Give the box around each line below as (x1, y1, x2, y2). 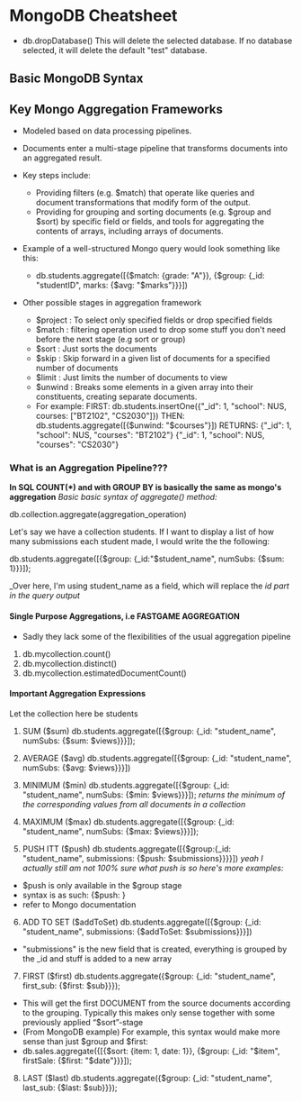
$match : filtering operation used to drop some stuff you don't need (35, 324, 286, 335)
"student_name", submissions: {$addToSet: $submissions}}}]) (22, 925, 253, 937)
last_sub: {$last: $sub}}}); (22, 1082, 119, 1093)
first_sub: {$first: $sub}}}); (22, 979, 121, 991)
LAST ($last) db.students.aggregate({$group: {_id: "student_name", (22, 1072, 272, 1083)
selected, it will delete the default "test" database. (22, 44, 208, 55)
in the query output (9, 590, 81, 601)
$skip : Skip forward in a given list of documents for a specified (35, 353, 270, 364)
